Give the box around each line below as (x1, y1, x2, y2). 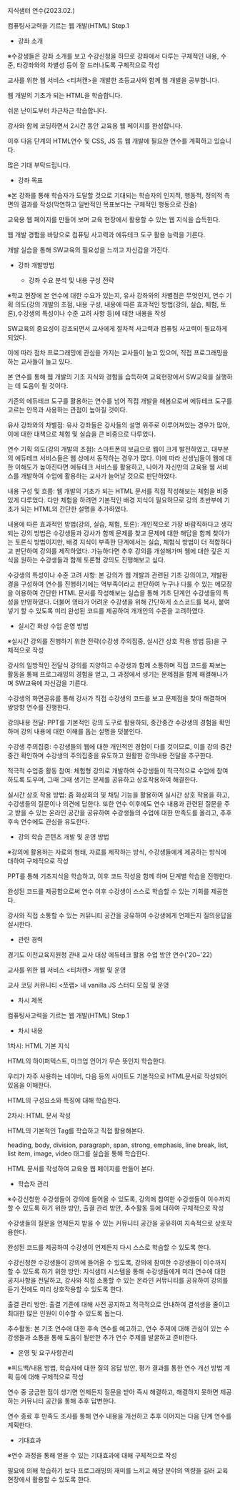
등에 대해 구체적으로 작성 (14, 1373, 84, 1381)
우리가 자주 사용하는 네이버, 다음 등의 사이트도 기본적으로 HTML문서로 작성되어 (7, 1072, 227, 1081)
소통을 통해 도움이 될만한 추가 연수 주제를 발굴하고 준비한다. (31, 1333, 198, 1341)
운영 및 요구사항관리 (17, 1349, 74, 1356)
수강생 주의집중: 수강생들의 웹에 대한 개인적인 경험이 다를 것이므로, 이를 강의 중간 (7, 742, 232, 750)
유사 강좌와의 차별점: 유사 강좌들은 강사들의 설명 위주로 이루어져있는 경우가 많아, (7, 421, 231, 429)
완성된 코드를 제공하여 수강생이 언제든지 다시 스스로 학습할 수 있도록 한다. (7, 1243, 211, 1251)
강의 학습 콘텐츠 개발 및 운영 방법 (17, 833, 109, 841)
